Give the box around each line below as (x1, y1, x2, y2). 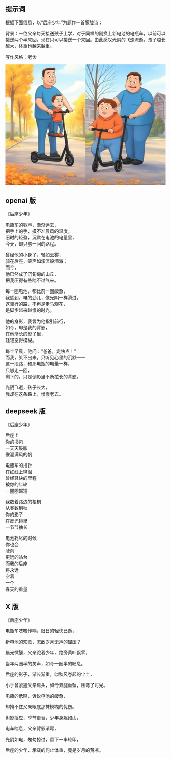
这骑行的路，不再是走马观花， (5, 301, 68, 307)
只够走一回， (5, 367, 32, 373)
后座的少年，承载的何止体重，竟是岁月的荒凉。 (5, 747, 103, 753)
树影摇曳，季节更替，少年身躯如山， (5, 715, 81, 721)
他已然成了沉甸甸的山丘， (5, 271, 59, 277)
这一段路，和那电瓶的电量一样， (5, 360, 72, 366)
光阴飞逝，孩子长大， (5, 384, 50, 390)
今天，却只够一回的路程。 (5, 240, 59, 247)
